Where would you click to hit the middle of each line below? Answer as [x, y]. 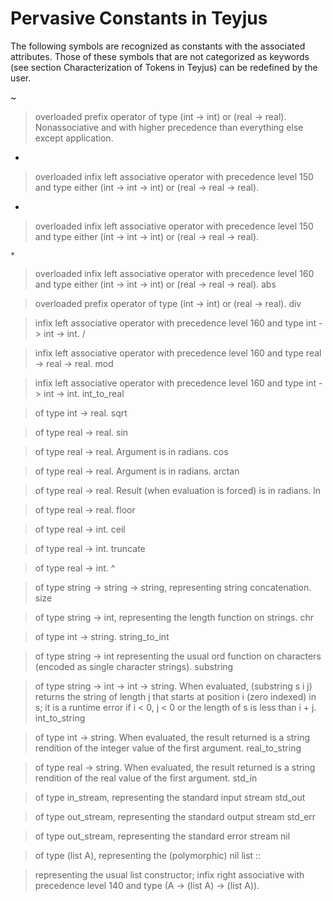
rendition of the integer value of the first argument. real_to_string [168, 748]
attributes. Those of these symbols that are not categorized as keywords [160, 56]
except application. [74, 138]
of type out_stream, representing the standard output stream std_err [175, 816]
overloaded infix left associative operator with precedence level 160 [174, 273]
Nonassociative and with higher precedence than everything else [169, 127]
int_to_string [60, 718]
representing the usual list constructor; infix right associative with [169, 874]
